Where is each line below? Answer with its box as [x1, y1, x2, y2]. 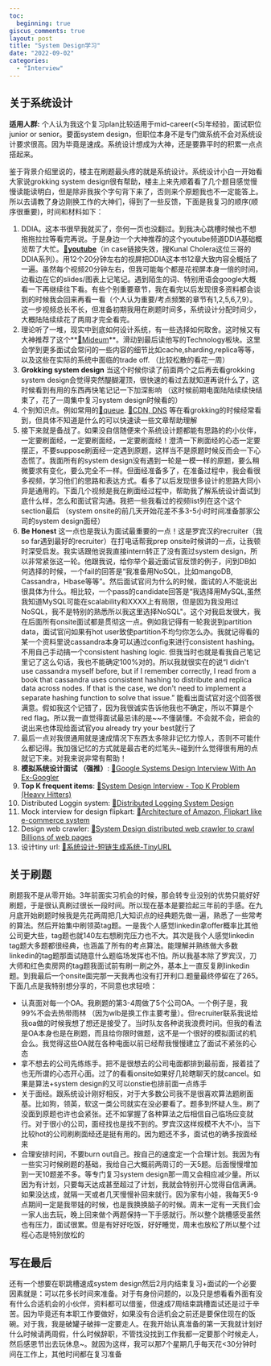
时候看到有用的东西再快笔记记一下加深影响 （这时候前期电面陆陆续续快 [20, 384, 256, 395]
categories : [9, 57, 49, 65]
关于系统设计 [9, 96, 73, 110]
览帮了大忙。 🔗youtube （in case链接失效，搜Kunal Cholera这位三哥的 [20, 243, 252, 254]
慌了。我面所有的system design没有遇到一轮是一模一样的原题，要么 [27, 455, 253, 465]
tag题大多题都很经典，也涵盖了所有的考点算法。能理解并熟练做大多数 [9, 940, 239, 951]
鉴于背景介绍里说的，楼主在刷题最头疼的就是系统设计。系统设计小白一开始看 [9, 166, 263, 176]
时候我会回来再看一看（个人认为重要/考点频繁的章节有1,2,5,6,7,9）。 [35, 294, 257, 304]
